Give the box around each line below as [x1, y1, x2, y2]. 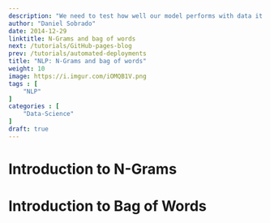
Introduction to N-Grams [8, 160, 177, 178]
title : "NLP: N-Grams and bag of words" [8, 58, 148, 66]
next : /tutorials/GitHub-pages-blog [8, 42, 132, 50]
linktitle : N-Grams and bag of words [8, 34, 136, 43]
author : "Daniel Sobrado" [8, 19, 96, 28]
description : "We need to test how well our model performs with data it [8, 11, 264, 20]
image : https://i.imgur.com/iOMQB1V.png [8, 72, 148, 80]
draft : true [8, 125, 49, 133]
